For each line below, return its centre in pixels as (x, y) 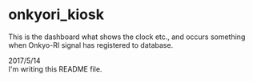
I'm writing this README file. (55, 68)
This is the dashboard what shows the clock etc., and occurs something (127, 37)
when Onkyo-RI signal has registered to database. (91, 45)
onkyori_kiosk (56, 15)
